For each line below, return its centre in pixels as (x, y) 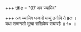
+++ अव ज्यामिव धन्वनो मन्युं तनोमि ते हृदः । (41, 18)
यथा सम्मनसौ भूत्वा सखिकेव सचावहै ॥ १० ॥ (40, 24)
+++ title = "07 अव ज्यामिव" (31, 8)
